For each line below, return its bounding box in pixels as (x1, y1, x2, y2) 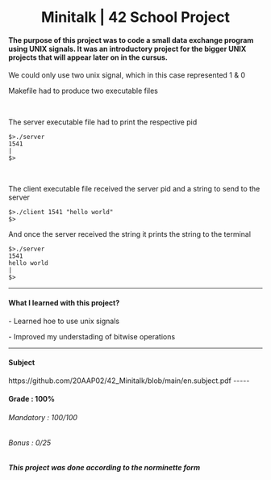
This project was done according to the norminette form (8, 463, 200, 473)
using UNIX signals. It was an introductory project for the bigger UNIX (8, 44, 247, 53)
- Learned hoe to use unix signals (8, 316, 120, 326)
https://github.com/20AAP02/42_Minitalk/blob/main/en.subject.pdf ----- (8, 376, 250, 385)
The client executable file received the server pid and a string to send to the (8, 184, 261, 194)
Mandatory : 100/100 (8, 412, 78, 422)
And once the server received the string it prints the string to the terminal (8, 229, 252, 239)
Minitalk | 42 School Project (41, 8, 230, 27)
